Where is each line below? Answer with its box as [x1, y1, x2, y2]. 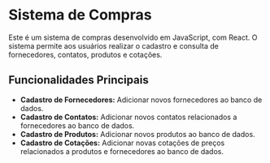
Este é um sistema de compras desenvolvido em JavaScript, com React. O [8, 32, 258, 42]
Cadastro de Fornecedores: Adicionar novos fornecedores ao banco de [20, 95, 263, 105]
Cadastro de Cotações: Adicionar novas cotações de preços [20, 138, 225, 148]
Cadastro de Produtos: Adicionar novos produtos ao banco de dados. [20, 129, 255, 139]
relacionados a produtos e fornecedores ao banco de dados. [20, 146, 224, 156]
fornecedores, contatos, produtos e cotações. [8, 49, 163, 59]
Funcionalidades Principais [8, 73, 149, 87]
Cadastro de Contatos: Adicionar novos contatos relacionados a [20, 112, 237, 122]
